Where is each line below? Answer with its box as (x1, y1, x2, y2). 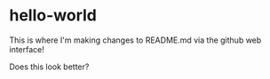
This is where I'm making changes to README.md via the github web (9, 35, 262, 45)
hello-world (9, 5, 98, 26)
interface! (9, 43, 44, 54)
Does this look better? (9, 61, 90, 72)
